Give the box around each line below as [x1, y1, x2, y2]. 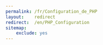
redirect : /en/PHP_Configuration [5, 19, 90, 25]
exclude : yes [16, 30, 48, 36]
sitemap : [5, 25, 27, 31]
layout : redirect [5, 14, 56, 20]
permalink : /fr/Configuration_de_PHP [5, 8, 98, 15]
